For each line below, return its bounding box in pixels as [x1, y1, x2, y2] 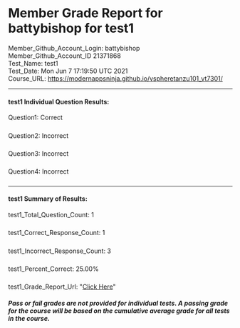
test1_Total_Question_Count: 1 [8, 210, 95, 219]
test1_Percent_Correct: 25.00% [8, 264, 99, 273]
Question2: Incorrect [8, 131, 69, 140]
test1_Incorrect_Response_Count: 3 [8, 247, 112, 255]
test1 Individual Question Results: [8, 97, 110, 106]
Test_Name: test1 [8, 59, 59, 67]
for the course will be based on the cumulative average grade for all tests [8, 306, 230, 315]
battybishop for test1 [8, 20, 135, 36]
